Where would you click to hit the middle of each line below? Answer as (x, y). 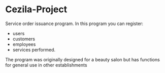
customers (24, 39)
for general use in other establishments (46, 65)
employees (24, 44)
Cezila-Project (36, 9)
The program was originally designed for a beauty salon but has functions (82, 59)
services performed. (34, 50)
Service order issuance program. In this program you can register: (74, 23)
